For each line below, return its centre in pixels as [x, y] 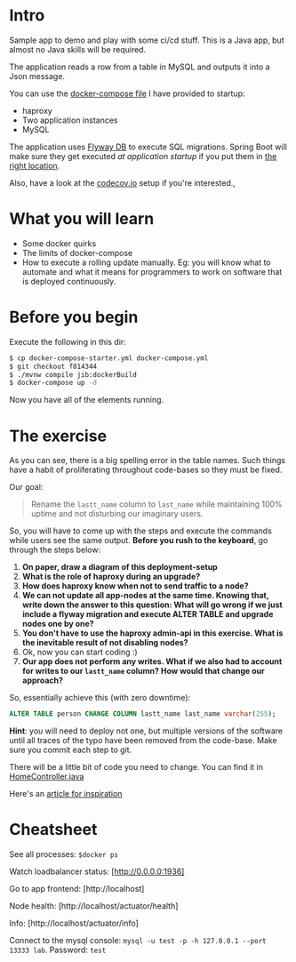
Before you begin [74, 317]
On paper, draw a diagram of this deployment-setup [120, 567]
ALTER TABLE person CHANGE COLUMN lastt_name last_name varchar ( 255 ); [143, 714]
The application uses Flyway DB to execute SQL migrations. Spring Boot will [148, 147]
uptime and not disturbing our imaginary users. [117, 514]
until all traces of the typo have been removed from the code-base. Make [143, 741]
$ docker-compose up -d [53, 383]
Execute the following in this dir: [68, 341]
